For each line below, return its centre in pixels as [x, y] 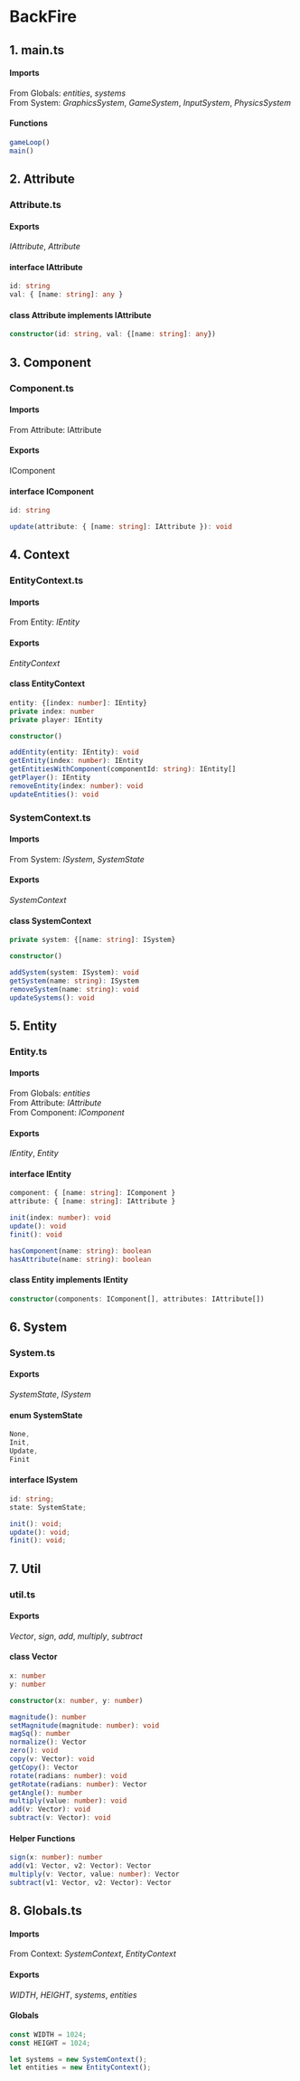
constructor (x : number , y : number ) [76, 1700]
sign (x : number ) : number [56, 1858]
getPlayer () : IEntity [50, 777]
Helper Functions [42, 1838]
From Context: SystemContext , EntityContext [93, 1954]
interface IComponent [52, 491]
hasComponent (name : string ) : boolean [80, 1251]
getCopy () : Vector [44, 1767]
